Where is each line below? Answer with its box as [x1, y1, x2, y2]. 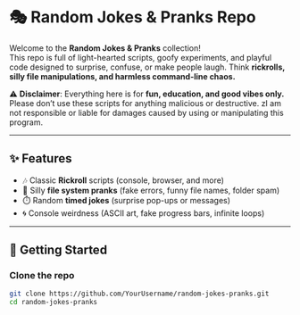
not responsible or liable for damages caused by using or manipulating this [9, 107, 284, 118]
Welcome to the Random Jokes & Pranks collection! [9, 42, 201, 54]
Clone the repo [9, 269, 75, 282]
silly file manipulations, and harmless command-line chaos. [9, 70, 236, 81]
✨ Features [9, 151, 72, 166]
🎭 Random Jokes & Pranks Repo [9, 7, 256, 28]
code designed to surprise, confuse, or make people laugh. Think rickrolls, [9, 62, 286, 72]
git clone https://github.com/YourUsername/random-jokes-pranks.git [9, 289, 270, 299]
